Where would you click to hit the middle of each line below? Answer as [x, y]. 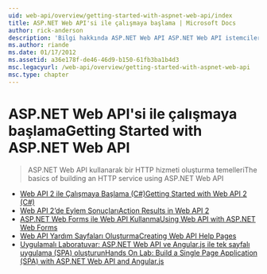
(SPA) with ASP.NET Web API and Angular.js [92, 261]
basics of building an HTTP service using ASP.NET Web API [126, 178]
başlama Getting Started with [105, 131]
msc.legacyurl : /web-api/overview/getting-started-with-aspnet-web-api [129, 68]
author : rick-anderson [46, 30]
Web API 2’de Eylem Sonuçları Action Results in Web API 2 [114, 210]
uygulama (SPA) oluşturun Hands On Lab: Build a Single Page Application [139, 253]
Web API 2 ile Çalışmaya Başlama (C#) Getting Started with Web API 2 [133, 193]
